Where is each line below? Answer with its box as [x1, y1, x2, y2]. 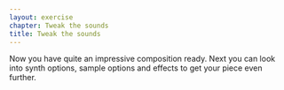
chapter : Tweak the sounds [9, 21, 109, 30]
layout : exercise [9, 12, 74, 22]
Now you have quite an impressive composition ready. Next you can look [9, 54, 276, 64]
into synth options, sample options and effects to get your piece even [9, 63, 264, 73]
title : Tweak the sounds [9, 29, 101, 38]
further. [9, 72, 37, 83]
